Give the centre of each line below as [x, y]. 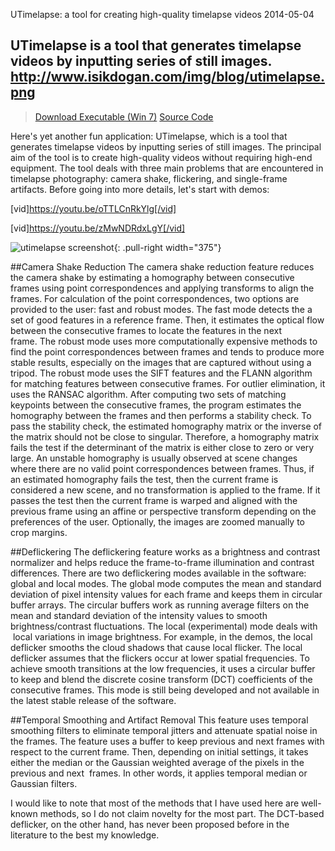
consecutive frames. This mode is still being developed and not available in [165, 690]
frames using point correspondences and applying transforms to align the [162, 288]
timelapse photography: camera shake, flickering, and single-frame [149, 178]
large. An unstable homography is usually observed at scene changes [154, 458]
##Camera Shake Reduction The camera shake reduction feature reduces [162, 266]
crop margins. [39, 532]
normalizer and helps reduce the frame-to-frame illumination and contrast [162, 562]
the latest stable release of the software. [93, 700]
